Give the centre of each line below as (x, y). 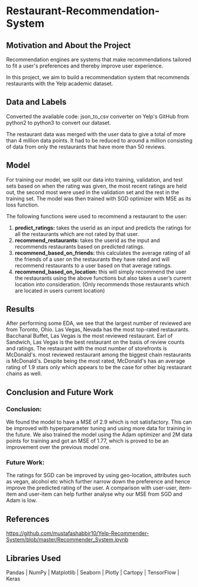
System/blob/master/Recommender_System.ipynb (67, 540)
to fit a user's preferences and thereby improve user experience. (85, 66)
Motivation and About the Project (69, 45)
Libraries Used (33, 558)
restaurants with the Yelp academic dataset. (60, 83)
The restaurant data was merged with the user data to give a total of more (96, 134)
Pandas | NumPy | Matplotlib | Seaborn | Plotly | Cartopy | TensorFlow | (92, 573)
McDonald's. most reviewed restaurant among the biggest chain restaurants (99, 355)
